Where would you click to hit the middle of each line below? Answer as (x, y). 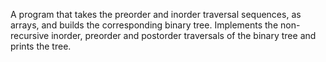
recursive (30, 35)
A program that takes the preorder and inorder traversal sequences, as (156, 14)
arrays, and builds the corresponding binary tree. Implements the (144, 25)
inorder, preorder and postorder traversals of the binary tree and (184, 35)
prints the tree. (41, 46)
